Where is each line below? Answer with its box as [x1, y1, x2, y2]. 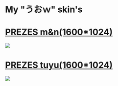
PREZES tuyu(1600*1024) [5, 60, 113, 71]
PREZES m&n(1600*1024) [5, 27, 113, 38]
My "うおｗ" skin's [5, 4, 83, 15]
